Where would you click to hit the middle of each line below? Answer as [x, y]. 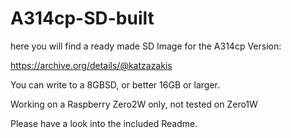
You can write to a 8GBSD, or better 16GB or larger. [115, 84]
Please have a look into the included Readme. [104, 123]
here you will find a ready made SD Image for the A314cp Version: [146, 46]
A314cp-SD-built [82, 18]
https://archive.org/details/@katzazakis [91, 65]
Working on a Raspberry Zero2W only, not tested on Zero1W [134, 104]
